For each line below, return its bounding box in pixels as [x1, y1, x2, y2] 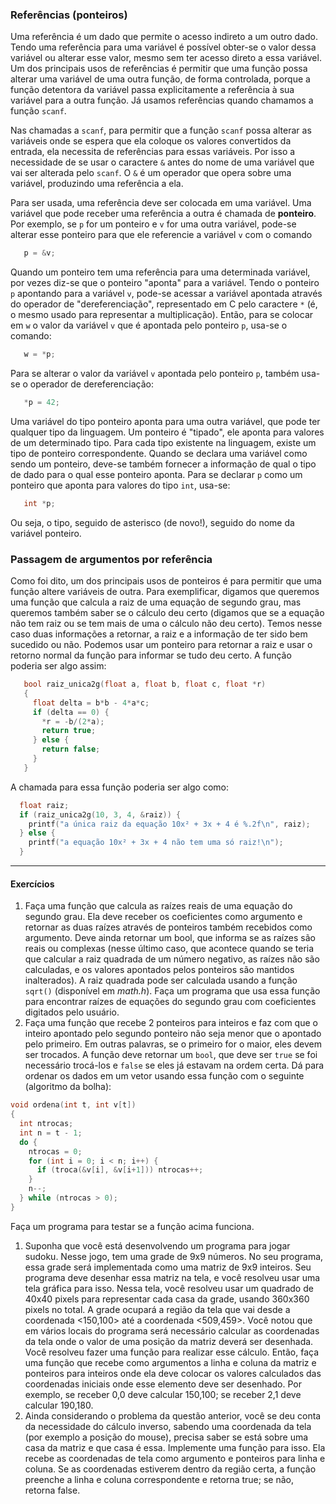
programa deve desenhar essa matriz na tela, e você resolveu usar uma [24, 1271, 321, 1283]
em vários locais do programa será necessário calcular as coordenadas [24, 1324, 320, 1337]
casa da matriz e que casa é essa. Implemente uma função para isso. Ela [24, 1441, 326, 1453]
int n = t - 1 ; [19, 1128, 83, 1138]
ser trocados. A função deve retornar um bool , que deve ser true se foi [24, 1049, 318, 1061]
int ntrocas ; [19, 1119, 74, 1129]
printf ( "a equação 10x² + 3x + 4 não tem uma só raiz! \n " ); [28, 838, 284, 848]
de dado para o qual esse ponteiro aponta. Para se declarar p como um [10, 468, 303, 480]
